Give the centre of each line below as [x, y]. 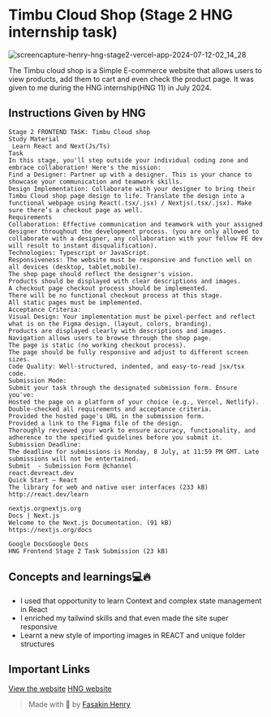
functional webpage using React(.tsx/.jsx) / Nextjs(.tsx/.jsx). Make [130, 203]
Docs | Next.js [34, 516]
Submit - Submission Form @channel [70, 466]
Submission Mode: [38, 380]
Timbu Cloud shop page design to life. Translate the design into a [127, 196]
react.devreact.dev [41, 473]
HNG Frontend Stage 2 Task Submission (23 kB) [88, 551]
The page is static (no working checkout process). [97, 345]
